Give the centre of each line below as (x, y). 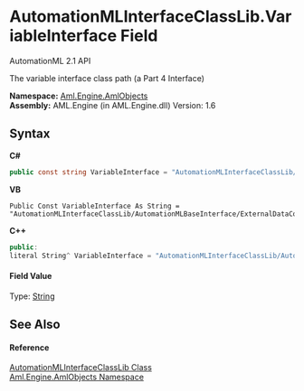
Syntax (30, 134)
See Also (35, 324)
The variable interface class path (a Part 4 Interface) (107, 78)
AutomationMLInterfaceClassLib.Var (151, 17)
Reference (29, 347)
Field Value (31, 275)
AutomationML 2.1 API (50, 61)
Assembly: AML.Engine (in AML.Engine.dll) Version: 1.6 (113, 105)
